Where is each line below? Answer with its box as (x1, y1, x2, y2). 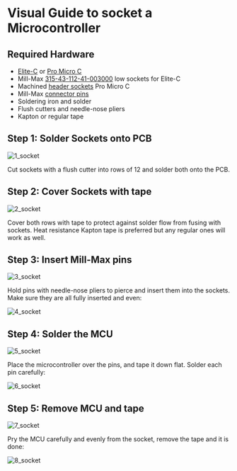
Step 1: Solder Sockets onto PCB (7, 132, 152, 144)
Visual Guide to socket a (7, 5, 153, 21)
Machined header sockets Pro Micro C (17, 82, 130, 90)
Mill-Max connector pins (17, 90, 89, 98)
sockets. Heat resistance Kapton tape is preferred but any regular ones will (7, 225, 226, 234)
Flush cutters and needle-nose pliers (17, 105, 125, 113)
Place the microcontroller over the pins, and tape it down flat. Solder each (7, 361, 223, 369)
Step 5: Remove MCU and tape (7, 402, 145, 414)
